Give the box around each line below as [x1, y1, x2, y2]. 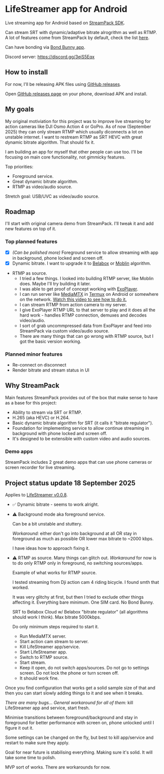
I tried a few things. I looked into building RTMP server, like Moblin [19, 275, 154, 281]
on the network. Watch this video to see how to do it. [19, 296, 127, 302]
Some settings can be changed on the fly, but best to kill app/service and [5, 734, 154, 740]
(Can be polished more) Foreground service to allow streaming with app [12, 249, 159, 255]
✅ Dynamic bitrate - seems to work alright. [12, 501, 99, 507]
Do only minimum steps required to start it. [12, 624, 99, 630]
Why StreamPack [5, 381, 60, 390]
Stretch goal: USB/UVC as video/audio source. [5, 193, 99, 199]
